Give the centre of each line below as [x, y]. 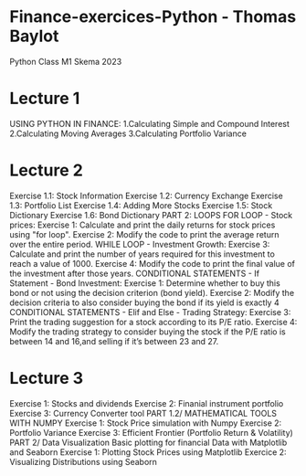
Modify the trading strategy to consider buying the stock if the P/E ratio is [148, 332]
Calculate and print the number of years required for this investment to [142, 254]
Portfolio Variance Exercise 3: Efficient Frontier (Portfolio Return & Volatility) [152, 432]
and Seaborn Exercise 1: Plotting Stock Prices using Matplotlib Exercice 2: [148, 452]
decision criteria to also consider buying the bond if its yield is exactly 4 [145, 302]
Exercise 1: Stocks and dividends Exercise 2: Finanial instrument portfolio [147, 403]
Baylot [34, 36]
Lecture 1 [45, 99]
